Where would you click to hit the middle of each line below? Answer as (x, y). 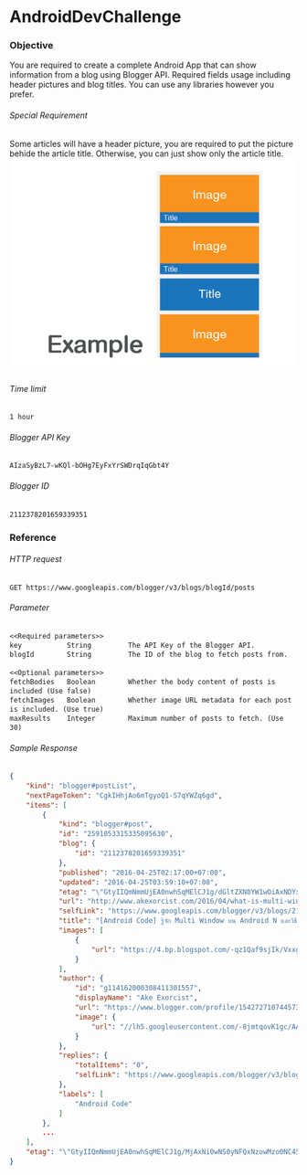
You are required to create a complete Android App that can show (133, 65)
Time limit (28, 388)
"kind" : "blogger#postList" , (81, 786)
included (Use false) (51, 691)
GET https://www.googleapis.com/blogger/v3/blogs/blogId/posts (132, 587)
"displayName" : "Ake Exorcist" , (136, 998)
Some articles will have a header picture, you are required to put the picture (152, 143)
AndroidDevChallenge (95, 17)
